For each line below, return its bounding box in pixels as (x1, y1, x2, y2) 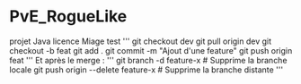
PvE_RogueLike (9, 6, 128, 27)
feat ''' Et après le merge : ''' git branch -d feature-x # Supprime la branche (9, 55, 288, 65)
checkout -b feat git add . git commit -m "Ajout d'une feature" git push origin (9, 45, 293, 55)
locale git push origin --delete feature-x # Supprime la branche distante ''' (9, 64, 284, 75)
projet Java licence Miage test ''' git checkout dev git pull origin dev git (9, 36, 272, 46)
